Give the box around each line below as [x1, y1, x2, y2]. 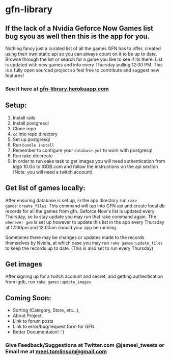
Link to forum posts [12, 318, 53, 324]
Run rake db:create [12, 152, 53, 159]
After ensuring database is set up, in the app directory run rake [5, 197, 137, 203]
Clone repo [12, 125, 37, 131]
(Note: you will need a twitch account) [12, 169, 93, 175]
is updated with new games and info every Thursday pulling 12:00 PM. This [5, 62, 163, 67]
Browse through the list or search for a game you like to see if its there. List [5, 56, 163, 62]
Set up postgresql [12, 136, 50, 142]
